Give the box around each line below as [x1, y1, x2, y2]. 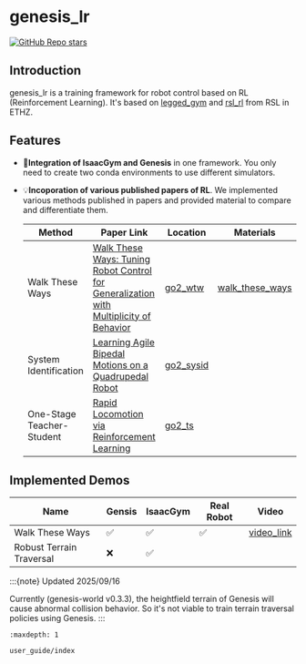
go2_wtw [164, 281, 205, 293]
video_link [249, 526, 292, 539]
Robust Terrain [14, 541, 77, 554]
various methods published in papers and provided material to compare [22, 194, 291, 206]
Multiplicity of [92, 310, 152, 322]
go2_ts [164, 419, 194, 432]
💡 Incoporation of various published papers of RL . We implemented [22, 184, 279, 195]
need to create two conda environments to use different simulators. [22, 167, 276, 178]
